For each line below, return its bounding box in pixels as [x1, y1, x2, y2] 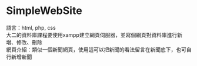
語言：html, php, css [6, 24, 56, 31]
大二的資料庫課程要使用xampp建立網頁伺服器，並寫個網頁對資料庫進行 [6, 31, 178, 39]
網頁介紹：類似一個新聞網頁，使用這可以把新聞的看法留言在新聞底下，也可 [6, 46, 186, 53]
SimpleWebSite [6, 4, 82, 18]
